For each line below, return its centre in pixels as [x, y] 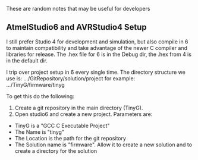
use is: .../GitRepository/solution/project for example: [71, 78]
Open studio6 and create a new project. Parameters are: [84, 114]
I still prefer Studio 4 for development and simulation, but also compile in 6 [97, 42]
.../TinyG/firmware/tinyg [36, 84]
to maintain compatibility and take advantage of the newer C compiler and [97, 48]
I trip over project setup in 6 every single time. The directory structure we [96, 72]
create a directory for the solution [56, 150]
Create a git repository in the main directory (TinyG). [79, 108]
